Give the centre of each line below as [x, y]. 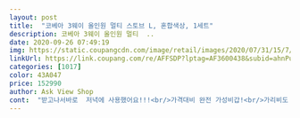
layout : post [33, 17]
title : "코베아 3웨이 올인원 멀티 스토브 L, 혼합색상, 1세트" [112, 26]
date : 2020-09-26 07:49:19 [59, 42]
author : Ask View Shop [51, 91]
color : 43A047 [36, 75]
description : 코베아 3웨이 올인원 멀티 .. [82, 34]
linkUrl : [25, 59]
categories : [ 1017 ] [46, 67]
